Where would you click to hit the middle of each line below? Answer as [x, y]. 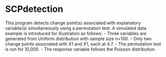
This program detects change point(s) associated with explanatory [73, 23]
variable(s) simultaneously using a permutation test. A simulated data [76, 28]
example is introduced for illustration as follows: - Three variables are [76, 33]
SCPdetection [34, 9]
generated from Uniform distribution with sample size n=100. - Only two [79, 39]
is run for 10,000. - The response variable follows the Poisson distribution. [81, 49]
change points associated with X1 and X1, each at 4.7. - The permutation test [83, 44]
